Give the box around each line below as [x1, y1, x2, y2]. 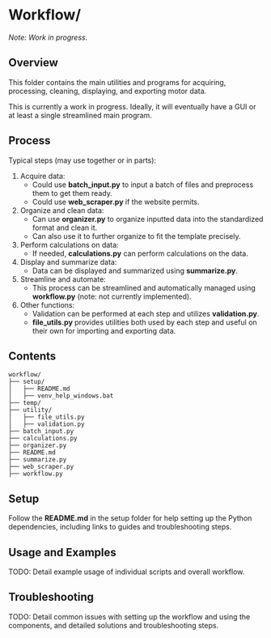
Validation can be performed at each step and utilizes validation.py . [32, 308, 260, 318]
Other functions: [19, 300, 75, 309]
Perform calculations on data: [19, 240, 119, 249]
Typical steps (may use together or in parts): [8, 155, 156, 165]
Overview [8, 56, 59, 70]
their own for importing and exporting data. [32, 325, 176, 335]
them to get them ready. [32, 188, 113, 198]
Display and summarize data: [19, 257, 117, 266]
